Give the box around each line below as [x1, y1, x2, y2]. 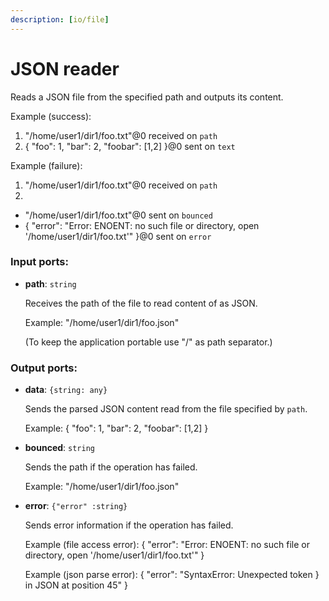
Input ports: [10, 255, 69, 269]
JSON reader [10, 57, 120, 80]
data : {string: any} [24, 384, 108, 396]
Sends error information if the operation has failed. [24, 519, 234, 531]
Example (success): [10, 110, 92, 122]
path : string [24, 277, 77, 290]
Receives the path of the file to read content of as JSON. [24, 297, 258, 309]
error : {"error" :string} [24, 500, 128, 512]
